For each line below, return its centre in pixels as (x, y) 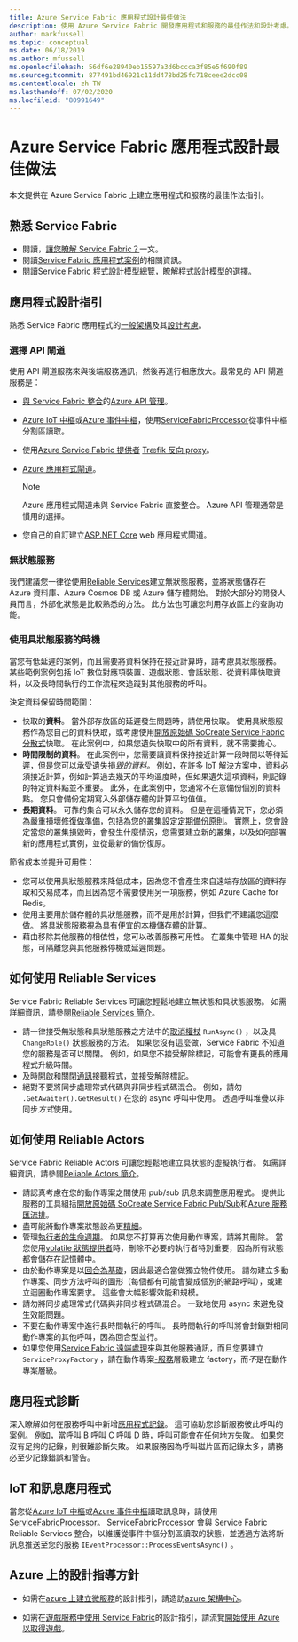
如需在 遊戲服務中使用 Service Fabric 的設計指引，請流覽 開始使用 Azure (151, 1617)
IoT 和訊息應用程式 (60, 1488)
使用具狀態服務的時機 (55, 640)
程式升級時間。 (49, 1064)
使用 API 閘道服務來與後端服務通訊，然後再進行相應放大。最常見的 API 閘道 (146, 371)
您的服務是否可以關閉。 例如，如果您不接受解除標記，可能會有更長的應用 (155, 1053)
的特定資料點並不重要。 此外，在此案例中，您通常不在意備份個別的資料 (151, 787)
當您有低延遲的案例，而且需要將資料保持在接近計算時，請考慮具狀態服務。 (145, 661)
